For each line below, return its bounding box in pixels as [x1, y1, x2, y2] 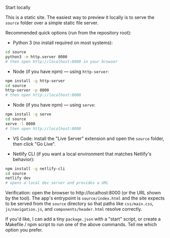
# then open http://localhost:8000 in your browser [5, 59, 118, 64]
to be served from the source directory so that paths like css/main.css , [5, 201, 154, 207]
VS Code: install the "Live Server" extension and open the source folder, [12, 135, 165, 142]
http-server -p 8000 [5, 88, 50, 93]
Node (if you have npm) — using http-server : [12, 68, 109, 74]
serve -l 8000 [5, 121, 36, 126]
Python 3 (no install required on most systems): [12, 39, 113, 46]
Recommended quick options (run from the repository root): [5, 30, 132, 35]
